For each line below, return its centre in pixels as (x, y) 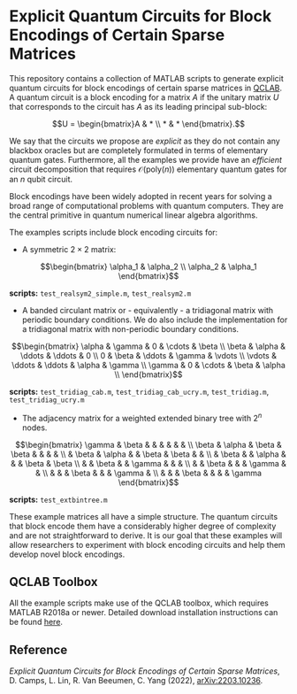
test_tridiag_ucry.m (47, 400)
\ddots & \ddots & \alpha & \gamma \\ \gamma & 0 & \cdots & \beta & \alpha (148, 365)
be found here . (36, 622)
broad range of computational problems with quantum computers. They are (147, 205)
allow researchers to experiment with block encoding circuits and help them (147, 544)
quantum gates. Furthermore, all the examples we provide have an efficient (146, 159)
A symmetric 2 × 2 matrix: (69, 249)
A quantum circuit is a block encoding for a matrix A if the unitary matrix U (144, 97)
